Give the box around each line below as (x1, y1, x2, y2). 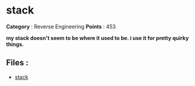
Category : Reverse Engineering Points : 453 (6, 23, 116, 30)
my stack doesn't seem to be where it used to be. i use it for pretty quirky (6, 34, 189, 41)
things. (6, 41, 24, 48)
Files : (6, 58, 28, 68)
